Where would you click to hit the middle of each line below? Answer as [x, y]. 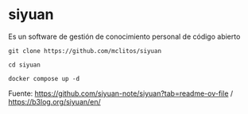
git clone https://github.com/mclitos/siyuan [85, 51]
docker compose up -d [44, 78]
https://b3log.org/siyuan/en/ [54, 101]
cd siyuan [25, 65]
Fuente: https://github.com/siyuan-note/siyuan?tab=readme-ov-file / [121, 93]
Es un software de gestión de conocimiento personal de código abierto [124, 36]
